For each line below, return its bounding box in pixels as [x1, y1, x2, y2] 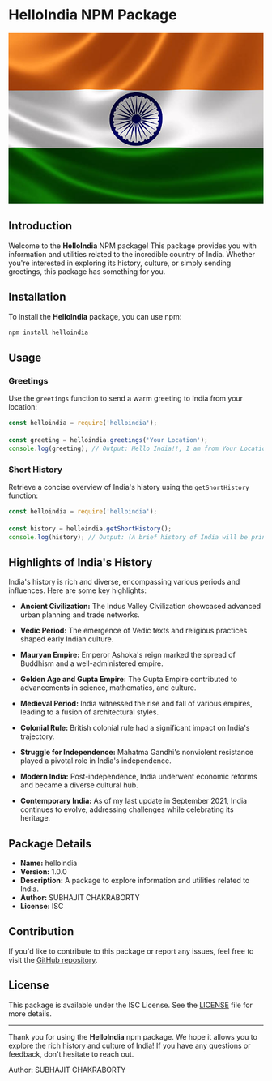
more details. [8, 1008, 53, 1019]
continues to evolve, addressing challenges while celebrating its [19, 804, 234, 814]
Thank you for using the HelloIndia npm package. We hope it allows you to [8, 1032, 257, 1041]
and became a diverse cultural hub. [19, 780, 139, 790]
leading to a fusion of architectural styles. [19, 707, 159, 717]
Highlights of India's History [8, 556, 153, 569]
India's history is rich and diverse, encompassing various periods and [8, 577, 240, 587]
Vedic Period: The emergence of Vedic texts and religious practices [19, 626, 248, 636]
